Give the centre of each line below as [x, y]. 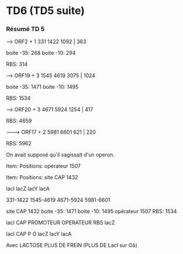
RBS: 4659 [19, 121]
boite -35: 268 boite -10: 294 [41, 53]
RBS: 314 [17, 64]
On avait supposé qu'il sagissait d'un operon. [61, 155]
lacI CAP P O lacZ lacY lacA [39, 234]
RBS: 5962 [19, 144]
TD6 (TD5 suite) [45, 11]
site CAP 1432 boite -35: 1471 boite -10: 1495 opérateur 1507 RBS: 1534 [91, 211]
